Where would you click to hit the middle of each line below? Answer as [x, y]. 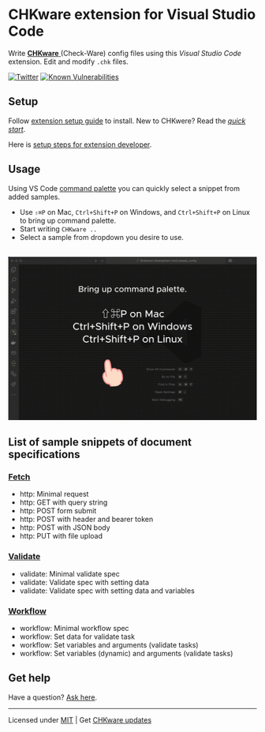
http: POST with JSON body [65, 527]
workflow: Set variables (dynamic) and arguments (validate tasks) [126, 654]
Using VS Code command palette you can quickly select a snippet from [124, 188]
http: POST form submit [58, 511]
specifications [44, 454]
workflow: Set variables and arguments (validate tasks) [109, 645]
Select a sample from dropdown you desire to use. [101, 237]
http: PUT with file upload [61, 536]
